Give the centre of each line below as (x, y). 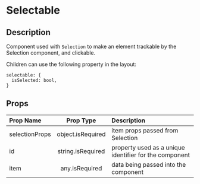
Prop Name (25, 120)
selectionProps (30, 134)
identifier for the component (151, 155)
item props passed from (145, 130)
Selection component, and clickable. (51, 53)
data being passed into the (149, 164)
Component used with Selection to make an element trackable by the (91, 46)
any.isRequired (81, 168)
